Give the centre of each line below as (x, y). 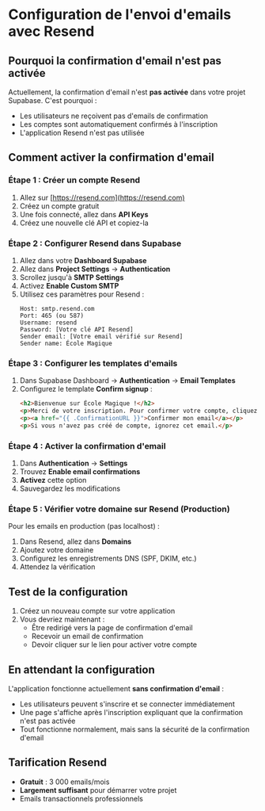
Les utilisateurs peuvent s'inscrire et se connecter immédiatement (127, 704)
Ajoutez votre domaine (57, 550)
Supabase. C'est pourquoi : (53, 100)
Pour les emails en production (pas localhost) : (84, 526)
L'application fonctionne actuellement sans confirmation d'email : (116, 689)
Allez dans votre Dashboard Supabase (83, 260)
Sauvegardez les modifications (70, 488)
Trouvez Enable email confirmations (80, 472)
